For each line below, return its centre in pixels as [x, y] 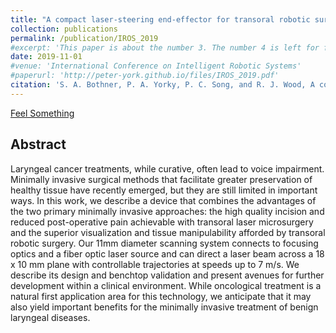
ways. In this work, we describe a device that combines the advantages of [163, 200]
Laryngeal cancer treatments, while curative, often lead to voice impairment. [167, 168]
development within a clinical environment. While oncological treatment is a [166, 285]
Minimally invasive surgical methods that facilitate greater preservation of [161, 179]
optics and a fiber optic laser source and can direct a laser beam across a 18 [167, 253]
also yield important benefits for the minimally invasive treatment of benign [164, 307]
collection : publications [64, 29]
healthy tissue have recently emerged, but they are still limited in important [164, 190]
